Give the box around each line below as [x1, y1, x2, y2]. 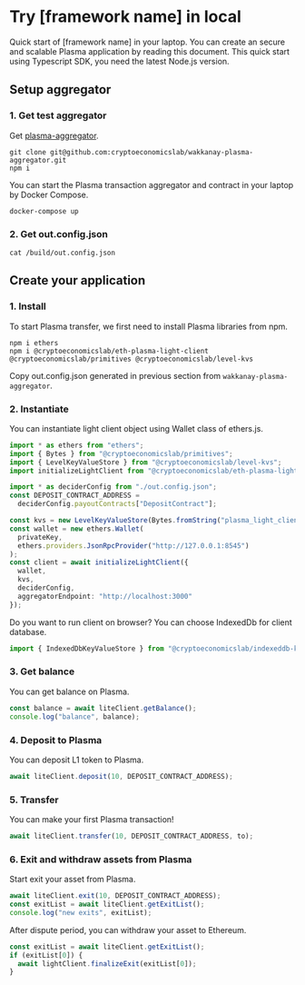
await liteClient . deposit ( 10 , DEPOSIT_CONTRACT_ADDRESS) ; [9, 771, 233, 781]
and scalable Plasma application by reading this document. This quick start [9, 45, 290, 56]
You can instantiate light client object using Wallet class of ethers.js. [9, 423, 263, 433]
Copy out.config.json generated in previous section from [9, 370, 221, 381]
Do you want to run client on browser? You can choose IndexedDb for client [9, 616, 292, 628]
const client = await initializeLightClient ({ [9, 558, 189, 567]
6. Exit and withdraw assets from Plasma [9, 852, 192, 865]
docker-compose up [9, 206, 79, 215]
